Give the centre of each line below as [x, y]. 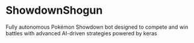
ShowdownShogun [54, 10]
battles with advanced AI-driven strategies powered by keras [81, 33]
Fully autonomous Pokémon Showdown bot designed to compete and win [97, 27]
